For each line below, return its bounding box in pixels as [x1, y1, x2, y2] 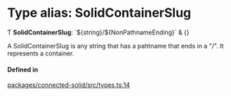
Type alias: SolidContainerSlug [7, 5, 192, 21]
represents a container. [7, 49, 74, 57]
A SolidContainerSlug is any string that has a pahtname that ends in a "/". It [7, 41, 224, 50]
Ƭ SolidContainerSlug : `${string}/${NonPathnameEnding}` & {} [7, 28, 190, 36]
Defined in [7, 65, 39, 74]
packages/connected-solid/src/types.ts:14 [7, 81, 131, 89]
